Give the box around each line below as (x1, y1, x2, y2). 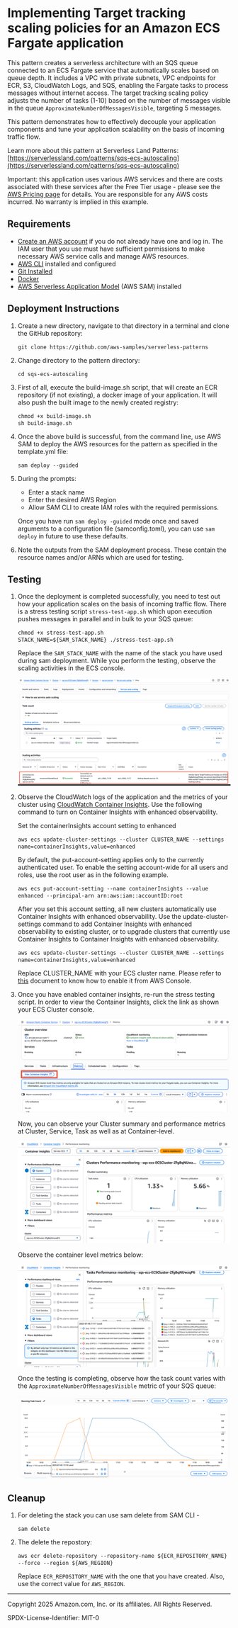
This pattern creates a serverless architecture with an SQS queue (7, 58, 198, 67)
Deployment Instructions (7, 303, 120, 315)
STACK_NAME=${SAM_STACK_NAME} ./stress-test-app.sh (17, 636, 174, 644)
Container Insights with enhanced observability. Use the (17, 912, 182, 920)
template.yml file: (17, 447, 69, 456)
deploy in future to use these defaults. (17, 531, 129, 540)
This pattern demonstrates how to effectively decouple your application (7, 117, 216, 125)
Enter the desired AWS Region (28, 495, 117, 504)
